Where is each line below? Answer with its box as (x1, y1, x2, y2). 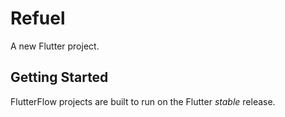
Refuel (10, 7, 66, 30)
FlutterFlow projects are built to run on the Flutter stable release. (10, 95, 276, 107)
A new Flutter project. (10, 40, 100, 52)
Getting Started (10, 69, 109, 86)
